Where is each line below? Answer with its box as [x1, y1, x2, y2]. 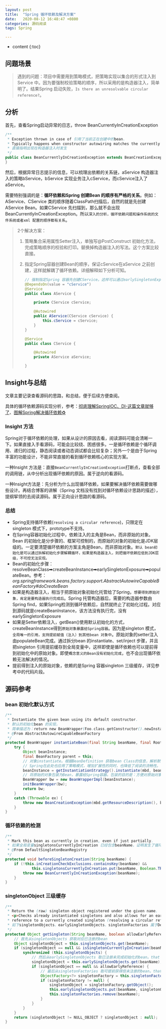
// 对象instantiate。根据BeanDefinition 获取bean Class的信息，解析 [23, 758, 157, 763]
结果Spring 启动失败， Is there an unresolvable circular [30, 85, 149, 92]
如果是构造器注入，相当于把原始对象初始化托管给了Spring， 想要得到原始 [12, 589, 157, 595]
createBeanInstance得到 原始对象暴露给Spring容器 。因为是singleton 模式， [12, 625, 159, 631]
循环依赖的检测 [5, 822, 41, 829]
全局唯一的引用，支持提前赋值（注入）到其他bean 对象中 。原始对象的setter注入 [12, 631, 158, 638]
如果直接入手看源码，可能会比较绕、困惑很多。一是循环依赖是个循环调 [13, 441, 157, 447]
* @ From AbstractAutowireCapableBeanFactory [7, 731, 100, 736]
